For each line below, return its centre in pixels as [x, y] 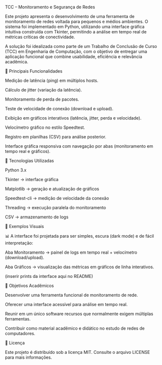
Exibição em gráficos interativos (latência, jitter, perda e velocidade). [73, 118]
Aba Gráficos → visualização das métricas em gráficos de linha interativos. [80, 267]
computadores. [20, 333]
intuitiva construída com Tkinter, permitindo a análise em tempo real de [76, 32]
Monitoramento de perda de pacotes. [42, 99]
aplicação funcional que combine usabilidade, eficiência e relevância [74, 57]
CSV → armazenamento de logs [37, 217]
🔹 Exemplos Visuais [25, 226]
